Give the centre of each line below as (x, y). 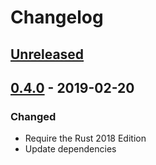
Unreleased (47, 54)
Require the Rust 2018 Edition (85, 138)
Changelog (57, 17)
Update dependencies (70, 149)
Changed (33, 116)
